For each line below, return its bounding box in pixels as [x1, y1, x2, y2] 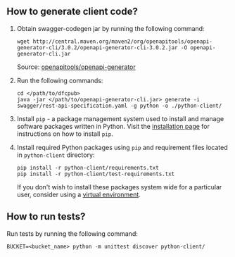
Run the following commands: [16, 76, 103, 84]
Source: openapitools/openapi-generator [16, 63, 136, 71]
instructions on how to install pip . [16, 130, 113, 138]
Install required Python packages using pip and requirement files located [16, 143, 228, 151]
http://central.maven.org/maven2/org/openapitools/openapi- [32, 38, 212, 45]
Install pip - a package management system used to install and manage [16, 114, 224, 123]
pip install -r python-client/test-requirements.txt [16, 170, 175, 177]
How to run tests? [6, 211, 86, 222]
